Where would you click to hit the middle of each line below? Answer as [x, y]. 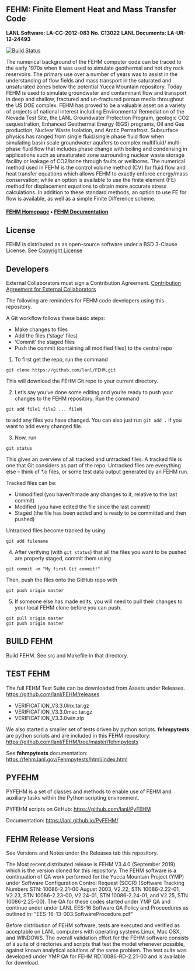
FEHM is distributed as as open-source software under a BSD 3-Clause [92, 245]
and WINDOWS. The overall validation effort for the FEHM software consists [97, 938]
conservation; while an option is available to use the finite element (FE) [91, 180]
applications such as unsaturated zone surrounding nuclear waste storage [95, 155]
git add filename [27, 541]
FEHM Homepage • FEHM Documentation [57, 212]
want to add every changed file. [44, 426]
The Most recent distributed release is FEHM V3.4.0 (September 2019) [91, 865]
